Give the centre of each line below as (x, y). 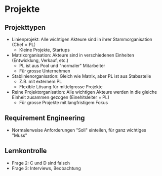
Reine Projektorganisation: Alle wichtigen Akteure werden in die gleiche (84, 92)
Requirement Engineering (45, 118)
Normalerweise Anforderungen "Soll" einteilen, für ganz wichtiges (79, 130)
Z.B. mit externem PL (40, 81)
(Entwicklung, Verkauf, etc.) (40, 60)
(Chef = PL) (23, 45)
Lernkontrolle (26, 151)
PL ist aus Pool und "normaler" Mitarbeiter (62, 66)
